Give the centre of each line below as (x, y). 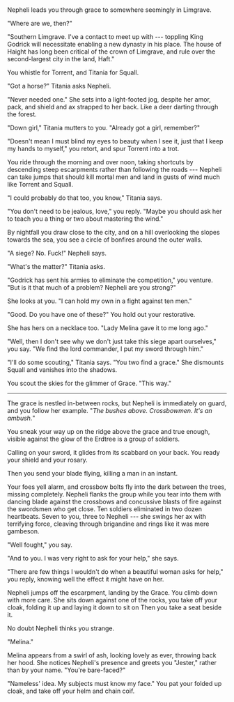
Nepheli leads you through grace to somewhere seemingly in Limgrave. (110, 10)
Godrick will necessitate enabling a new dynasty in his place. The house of (114, 45)
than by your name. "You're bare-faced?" (67, 670)
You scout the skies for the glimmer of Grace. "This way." (89, 383)
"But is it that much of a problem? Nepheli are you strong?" (92, 288)
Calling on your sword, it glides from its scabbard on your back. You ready (114, 453)
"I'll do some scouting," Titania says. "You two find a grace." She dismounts (116, 362)
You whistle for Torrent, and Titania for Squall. (73, 72)
